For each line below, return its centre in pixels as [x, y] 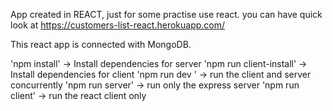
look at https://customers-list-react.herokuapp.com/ [118, 25]
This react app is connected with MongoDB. [101, 44]
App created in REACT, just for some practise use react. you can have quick [166, 14]
